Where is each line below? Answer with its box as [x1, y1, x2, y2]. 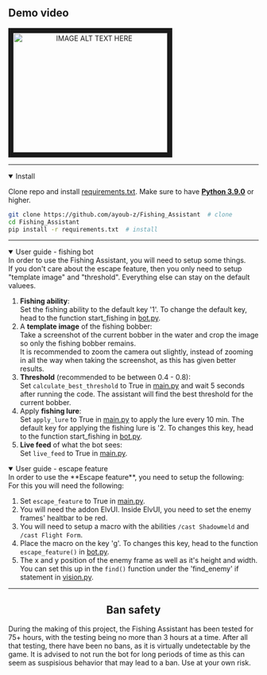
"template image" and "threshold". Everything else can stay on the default [8, 272, 250, 282]
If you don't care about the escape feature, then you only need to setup [8, 264, 242, 274]
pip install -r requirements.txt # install [8, 225, 158, 233]
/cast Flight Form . [19, 530, 83, 540]
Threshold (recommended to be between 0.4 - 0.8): [19, 373, 191, 382]
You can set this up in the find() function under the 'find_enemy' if [19, 564, 239, 574]
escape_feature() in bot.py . [19, 547, 110, 556]
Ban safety [106, 603, 161, 616]
